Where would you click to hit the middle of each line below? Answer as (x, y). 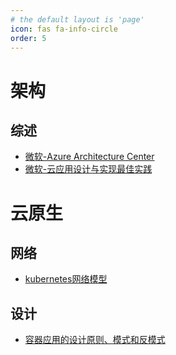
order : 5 (28, 38)
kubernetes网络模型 (66, 279)
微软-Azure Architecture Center (89, 157)
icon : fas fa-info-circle (64, 29)
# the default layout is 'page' (77, 19)
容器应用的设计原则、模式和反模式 (95, 340)
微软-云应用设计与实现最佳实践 (88, 169)
